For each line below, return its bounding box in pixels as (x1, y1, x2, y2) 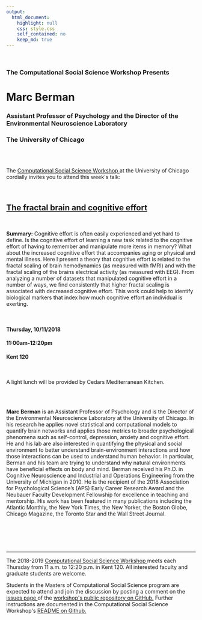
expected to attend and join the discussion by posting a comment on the (6, 588, 185, 595)
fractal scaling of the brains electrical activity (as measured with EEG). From (6, 269, 195, 276)
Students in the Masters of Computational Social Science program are (6, 581, 179, 589)
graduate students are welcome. (6, 570, 87, 577)
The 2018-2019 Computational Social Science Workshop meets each (6, 557, 176, 564)
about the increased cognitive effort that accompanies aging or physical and (6, 249, 195, 257)
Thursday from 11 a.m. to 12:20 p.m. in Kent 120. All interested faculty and (6, 563, 188, 571)
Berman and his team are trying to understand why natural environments (6, 459, 186, 466)
